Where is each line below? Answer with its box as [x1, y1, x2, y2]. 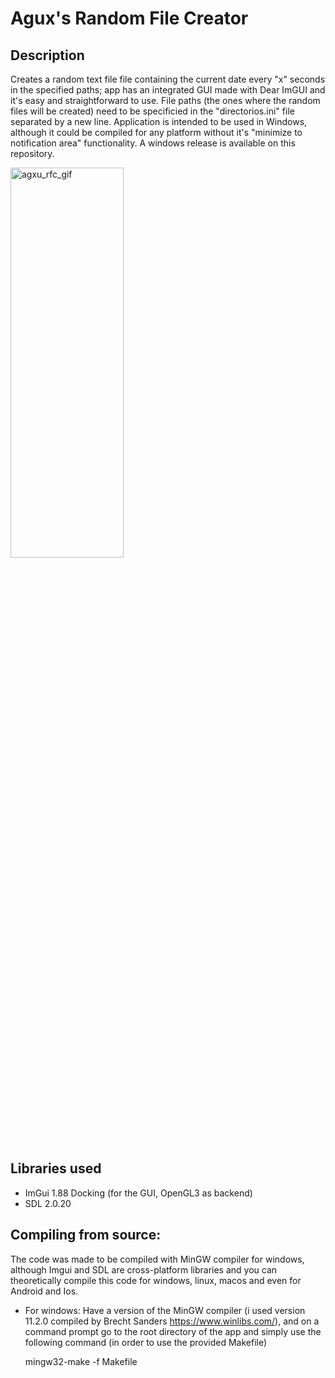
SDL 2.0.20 [24, 1197, 72, 1209]
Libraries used [10, 1160, 102, 1177]
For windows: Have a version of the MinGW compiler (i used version [24, 1304, 306, 1316]
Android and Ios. [10, 1285, 79, 1297]
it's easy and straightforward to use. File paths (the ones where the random [10, 95, 321, 106]
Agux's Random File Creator [10, 7, 249, 30]
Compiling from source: [10, 1227, 162, 1244]
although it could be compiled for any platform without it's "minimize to [10, 127, 303, 138]
